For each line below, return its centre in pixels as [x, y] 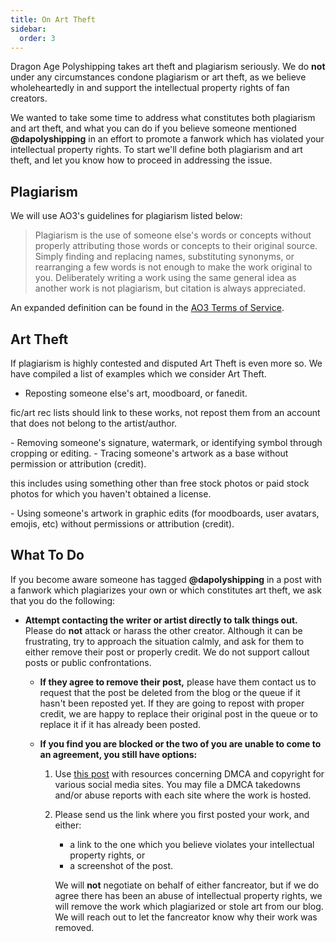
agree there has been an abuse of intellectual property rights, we [188, 895]
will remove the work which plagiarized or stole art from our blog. [189, 906]
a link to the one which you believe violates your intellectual [192, 844]
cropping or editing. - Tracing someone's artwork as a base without [149, 453]
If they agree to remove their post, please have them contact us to [178, 682]
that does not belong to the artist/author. [94, 423]
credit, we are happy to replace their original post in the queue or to [178, 713]
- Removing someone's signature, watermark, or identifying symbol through [166, 442]
